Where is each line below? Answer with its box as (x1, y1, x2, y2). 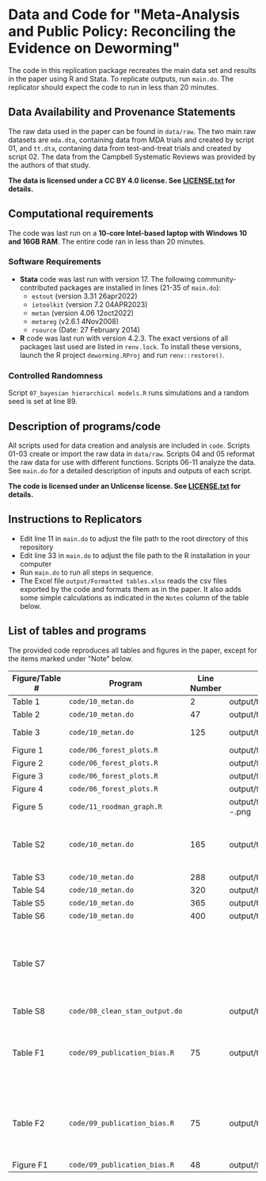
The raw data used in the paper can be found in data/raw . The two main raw (8, 126, 256, 136)
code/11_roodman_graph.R (68, 802, 162, 811)
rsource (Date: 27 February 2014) (31, 325, 141, 334)
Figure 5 (12, 801, 44, 812)
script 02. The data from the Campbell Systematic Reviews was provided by (8, 152, 256, 161)
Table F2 (12, 1118, 45, 1129)
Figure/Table (12, 672, 62, 683)
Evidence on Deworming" (8, 40, 180, 57)
